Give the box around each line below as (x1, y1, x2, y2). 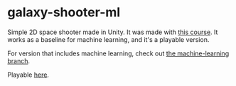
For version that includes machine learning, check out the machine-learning (7, 49, 230, 58)
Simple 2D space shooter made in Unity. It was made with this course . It (7, 28, 218, 36)
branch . (7, 56, 31, 65)
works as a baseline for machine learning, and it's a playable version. (7, 35, 210, 43)
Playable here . (7, 70, 50, 79)
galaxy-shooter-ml (7, 4, 121, 21)
